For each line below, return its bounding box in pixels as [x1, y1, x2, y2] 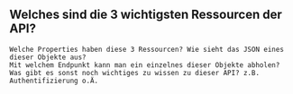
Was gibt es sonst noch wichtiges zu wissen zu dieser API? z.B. [9, 68, 260, 77]
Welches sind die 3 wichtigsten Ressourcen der [9, 7, 282, 22]
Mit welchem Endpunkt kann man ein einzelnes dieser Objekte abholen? [9, 60, 280, 70]
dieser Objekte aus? [9, 53, 87, 62]
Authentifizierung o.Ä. [9, 76, 99, 85]
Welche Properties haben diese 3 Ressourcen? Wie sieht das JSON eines [9, 45, 284, 54]
